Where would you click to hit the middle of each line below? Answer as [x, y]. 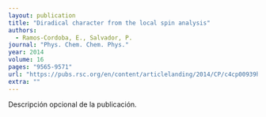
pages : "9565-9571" [40, 67]
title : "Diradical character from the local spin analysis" [110, 23]
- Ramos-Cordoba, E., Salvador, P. [74, 38]
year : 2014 [26, 52]
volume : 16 [26, 60]
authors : [23, 30]
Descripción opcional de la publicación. [72, 104]
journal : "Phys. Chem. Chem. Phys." [68, 45]
